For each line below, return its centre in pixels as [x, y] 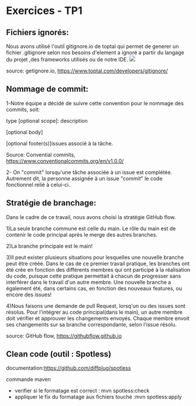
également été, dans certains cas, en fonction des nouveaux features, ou [94, 288]
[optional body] [25, 132]
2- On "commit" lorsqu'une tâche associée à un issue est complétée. [89, 172]
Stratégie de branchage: [51, 203]
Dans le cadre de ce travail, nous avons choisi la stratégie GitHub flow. [91, 217]
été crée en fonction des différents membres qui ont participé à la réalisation [98, 269]
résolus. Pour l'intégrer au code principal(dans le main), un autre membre [94, 312]
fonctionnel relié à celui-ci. [38, 185]
